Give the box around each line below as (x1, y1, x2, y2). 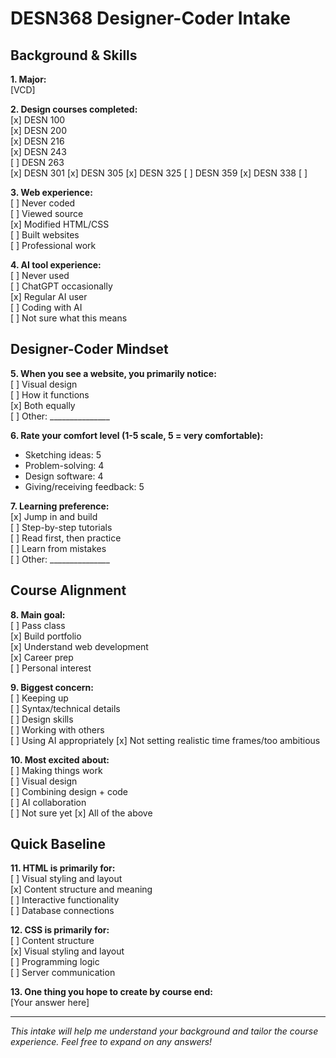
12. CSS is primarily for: (10, 924, 110, 936)
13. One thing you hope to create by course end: (10, 986, 213, 998)
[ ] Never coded (10, 197, 76, 209)
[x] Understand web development (10, 640, 149, 652)
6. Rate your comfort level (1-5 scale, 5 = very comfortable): (10, 429, 264, 441)
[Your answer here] (10, 997, 90, 1009)
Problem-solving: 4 (24, 459, 105, 471)
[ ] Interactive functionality (10, 894, 120, 906)
